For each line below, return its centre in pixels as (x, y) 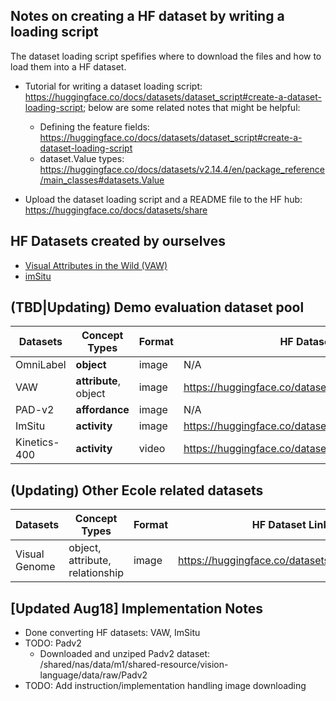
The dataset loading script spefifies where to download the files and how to (166, 56)
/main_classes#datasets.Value (102, 180)
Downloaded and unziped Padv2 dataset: (125, 654)
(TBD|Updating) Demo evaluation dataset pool (157, 307)
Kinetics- (37, 442)
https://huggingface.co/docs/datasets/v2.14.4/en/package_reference (182, 169)
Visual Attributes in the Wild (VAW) (96, 265)
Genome (35, 567)
